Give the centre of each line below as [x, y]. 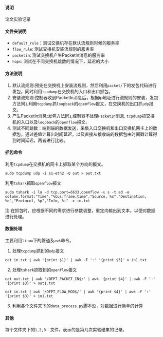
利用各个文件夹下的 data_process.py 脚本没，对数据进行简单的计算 [78, 306]
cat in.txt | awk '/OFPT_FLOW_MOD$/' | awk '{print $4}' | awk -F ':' [78, 292]
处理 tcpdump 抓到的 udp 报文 [38, 251]
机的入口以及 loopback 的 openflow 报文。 [51, 122]
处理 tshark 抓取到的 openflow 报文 [45, 270]
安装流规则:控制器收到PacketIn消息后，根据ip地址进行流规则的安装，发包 [85, 97]
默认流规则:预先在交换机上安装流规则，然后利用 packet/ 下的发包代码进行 [84, 85]
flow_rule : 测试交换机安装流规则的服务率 [53, 49]
